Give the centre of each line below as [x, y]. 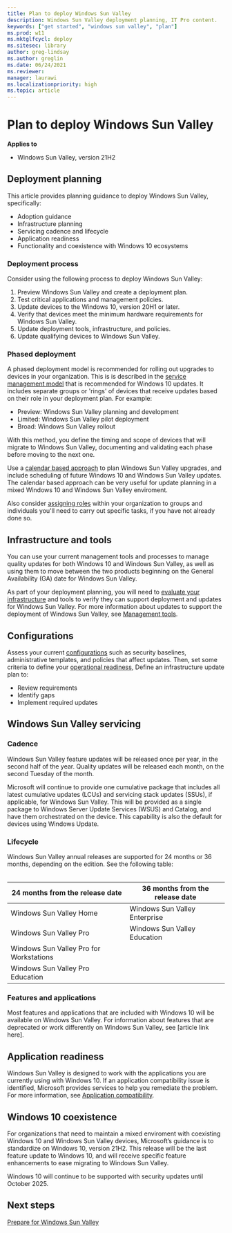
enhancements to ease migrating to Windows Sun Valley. [88, 1163]
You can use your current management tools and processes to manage [108, 556]
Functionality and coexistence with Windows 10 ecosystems [103, 245]
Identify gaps [36, 695]
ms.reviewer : [26, 71]
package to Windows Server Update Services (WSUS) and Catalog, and [109, 809]
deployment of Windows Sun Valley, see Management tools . [93, 614]
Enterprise [146, 918]
